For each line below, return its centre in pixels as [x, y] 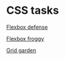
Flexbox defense [27, 27]
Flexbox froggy [25, 38]
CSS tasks [33, 10]
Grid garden [21, 50]
